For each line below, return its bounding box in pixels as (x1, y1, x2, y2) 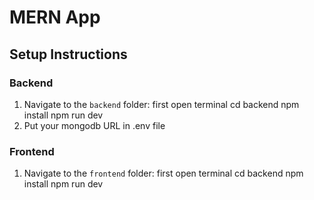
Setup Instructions (9, 46, 128, 63)
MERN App (9, 6, 101, 29)
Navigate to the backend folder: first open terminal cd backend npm (23, 98, 300, 110)
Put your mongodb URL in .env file (23, 119, 166, 131)
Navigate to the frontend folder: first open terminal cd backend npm (23, 167, 304, 180)
